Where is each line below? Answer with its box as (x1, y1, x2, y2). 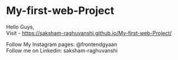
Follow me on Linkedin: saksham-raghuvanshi (6, 47, 118, 54)
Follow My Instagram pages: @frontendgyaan (6, 41, 117, 48)
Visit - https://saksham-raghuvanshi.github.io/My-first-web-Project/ (6, 29, 172, 36)
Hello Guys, (6, 23, 34, 30)
